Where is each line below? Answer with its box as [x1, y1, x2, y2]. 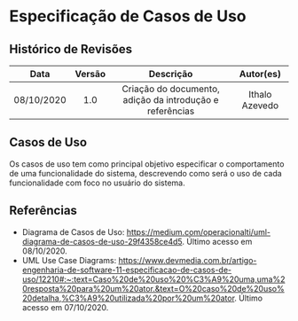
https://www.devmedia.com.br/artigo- [118, 254, 257, 265]
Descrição [148, 68, 193, 80]
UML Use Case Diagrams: [21, 254, 117, 265]
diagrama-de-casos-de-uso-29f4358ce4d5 [21, 236, 183, 247]
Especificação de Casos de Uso [9, 6, 247, 27]
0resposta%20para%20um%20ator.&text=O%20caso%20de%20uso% [21, 283, 286, 294]
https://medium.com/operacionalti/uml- [126, 226, 271, 237]
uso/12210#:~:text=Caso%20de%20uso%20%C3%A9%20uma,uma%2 [21, 273, 286, 285]
